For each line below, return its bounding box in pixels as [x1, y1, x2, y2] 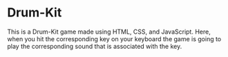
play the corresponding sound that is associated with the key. [7, 42, 182, 50]
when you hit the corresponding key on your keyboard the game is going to [7, 34, 222, 43]
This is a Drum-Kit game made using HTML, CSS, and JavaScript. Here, [7, 27, 211, 36]
